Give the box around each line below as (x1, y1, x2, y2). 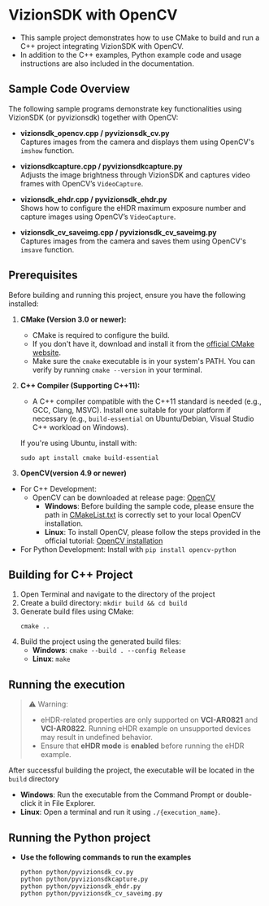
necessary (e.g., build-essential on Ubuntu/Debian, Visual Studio (32, 414, 254, 423)
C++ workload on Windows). (32, 422, 129, 432)
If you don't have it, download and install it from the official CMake (32, 339, 254, 348)
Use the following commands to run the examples (20, 852, 192, 862)
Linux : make (32, 654, 71, 664)
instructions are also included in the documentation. (20, 59, 195, 68)
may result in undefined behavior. (40, 733, 153, 742)
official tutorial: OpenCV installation (44, 536, 163, 545)
